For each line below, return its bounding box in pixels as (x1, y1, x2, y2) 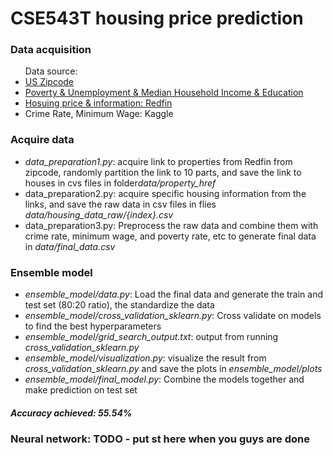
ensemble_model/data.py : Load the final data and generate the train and (24, 288, 324, 301)
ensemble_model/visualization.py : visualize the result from (24, 352, 267, 364)
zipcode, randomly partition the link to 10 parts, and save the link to (24, 166, 302, 178)
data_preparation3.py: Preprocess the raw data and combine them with (24, 219, 319, 231)
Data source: (24, 65, 78, 77)
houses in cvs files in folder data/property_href (24, 177, 217, 189)
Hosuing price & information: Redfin (24, 97, 173, 109)
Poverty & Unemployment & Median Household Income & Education (24, 87, 304, 99)
